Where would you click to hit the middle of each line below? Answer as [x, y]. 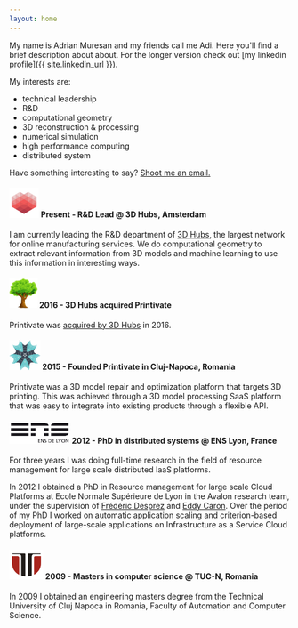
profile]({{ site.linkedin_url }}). [64, 64]
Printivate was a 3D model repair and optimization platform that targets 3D [145, 387]
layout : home [33, 19]
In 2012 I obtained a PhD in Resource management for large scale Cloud [141, 487]
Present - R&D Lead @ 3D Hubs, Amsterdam [124, 214]
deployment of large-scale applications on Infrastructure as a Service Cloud [148, 525]
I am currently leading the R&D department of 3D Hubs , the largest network [147, 235]
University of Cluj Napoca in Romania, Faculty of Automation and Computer [148, 606]
